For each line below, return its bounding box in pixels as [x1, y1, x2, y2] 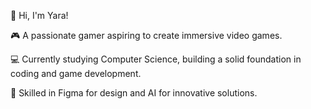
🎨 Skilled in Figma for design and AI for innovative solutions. [10, 87, 258, 99]
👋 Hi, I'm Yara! [10, 10, 69, 21]
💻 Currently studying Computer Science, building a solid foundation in [10, 53, 302, 65]
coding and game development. [10, 68, 142, 79]
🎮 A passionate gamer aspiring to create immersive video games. [10, 30, 283, 41]
